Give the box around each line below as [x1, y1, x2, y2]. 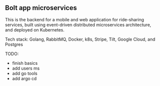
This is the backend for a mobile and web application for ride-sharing [5, 16, 144, 22]
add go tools [12, 70, 38, 76]
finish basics [12, 60, 38, 66]
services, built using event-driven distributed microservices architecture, [5, 22, 151, 28]
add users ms [12, 65, 40, 71]
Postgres [5, 41, 23, 47]
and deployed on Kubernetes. [5, 27, 65, 33]
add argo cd [12, 75, 37, 81]
